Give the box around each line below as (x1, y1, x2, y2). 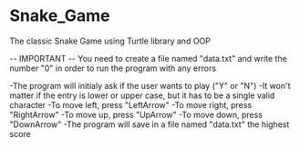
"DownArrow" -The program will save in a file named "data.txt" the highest (9, 119, 290, 130)
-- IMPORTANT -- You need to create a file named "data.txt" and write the (9, 53, 287, 64)
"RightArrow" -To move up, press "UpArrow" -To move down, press (9, 109, 263, 120)
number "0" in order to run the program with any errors (9, 63, 217, 73)
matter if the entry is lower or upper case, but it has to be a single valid (9, 90, 275, 101)
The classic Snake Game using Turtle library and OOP (9, 35, 212, 46)
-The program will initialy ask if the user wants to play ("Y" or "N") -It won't (9, 80, 291, 91)
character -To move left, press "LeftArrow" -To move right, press (9, 99, 253, 110)
